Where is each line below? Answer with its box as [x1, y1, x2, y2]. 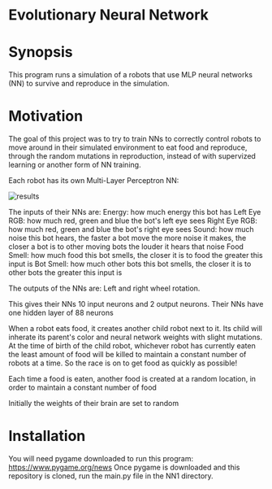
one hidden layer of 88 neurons [8, 308, 114, 318]
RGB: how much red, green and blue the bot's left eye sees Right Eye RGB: [8, 216, 258, 225]
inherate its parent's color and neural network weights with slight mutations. [8, 332, 262, 343]
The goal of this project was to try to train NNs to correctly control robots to [8, 134, 261, 144]
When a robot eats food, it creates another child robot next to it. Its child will [8, 324, 262, 334]
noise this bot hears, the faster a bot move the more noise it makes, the [8, 234, 247, 243]
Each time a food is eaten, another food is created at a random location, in [8, 374, 257, 384]
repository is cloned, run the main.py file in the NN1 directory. [8, 471, 214, 481]
